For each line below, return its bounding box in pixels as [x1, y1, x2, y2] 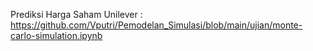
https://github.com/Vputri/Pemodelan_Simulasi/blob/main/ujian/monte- [10, 19, 303, 31]
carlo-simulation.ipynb [10, 30, 103, 41]
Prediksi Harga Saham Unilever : [10, 9, 143, 20]
